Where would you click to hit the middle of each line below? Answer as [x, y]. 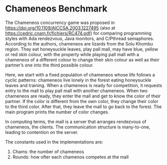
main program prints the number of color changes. [57, 112]
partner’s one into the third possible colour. [49, 65]
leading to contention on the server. [42, 132]
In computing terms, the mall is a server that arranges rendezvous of [76, 121]
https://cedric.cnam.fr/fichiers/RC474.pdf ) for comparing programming [78, 33]
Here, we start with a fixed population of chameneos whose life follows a [80, 74]
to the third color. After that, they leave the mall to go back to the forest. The [83, 106]
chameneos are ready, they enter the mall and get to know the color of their [83, 96]
